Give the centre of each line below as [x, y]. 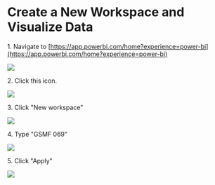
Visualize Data [50, 27]
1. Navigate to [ [29, 46]
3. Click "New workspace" [45, 107]
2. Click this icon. [32, 81]
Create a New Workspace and [96, 12]
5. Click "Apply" [30, 160]
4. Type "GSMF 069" [38, 134]
